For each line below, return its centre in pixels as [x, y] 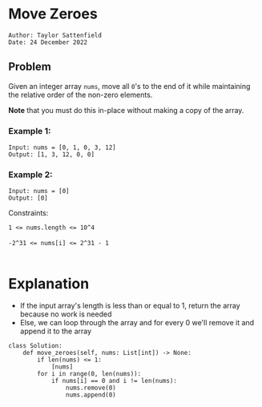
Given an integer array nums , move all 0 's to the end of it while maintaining [129, 86]
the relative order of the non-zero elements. [81, 95]
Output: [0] [28, 198]
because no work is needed [66, 314]
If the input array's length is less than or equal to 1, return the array [130, 306]
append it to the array [56, 331]
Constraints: [28, 213]
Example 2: [30, 175]
